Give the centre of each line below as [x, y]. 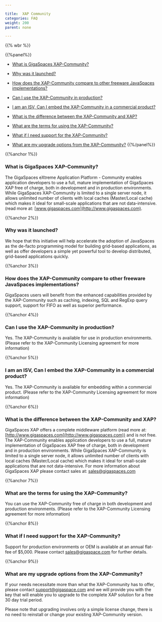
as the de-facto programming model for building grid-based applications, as [81, 246]
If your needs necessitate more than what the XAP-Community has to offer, [80, 584]
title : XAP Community [28, 14]
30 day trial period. [24, 600]
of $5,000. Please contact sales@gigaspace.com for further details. [80, 552]
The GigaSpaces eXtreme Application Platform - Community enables [73, 177]
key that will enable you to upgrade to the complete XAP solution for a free [79, 595]
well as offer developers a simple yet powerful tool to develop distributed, [78, 251]
